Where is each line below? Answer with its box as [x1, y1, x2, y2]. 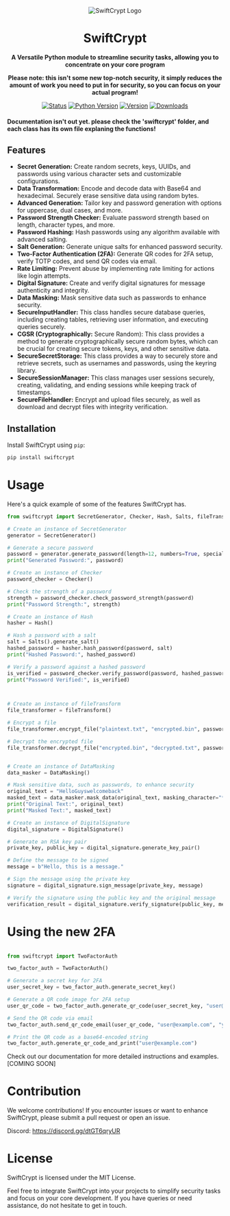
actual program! [91, 88, 139, 96]
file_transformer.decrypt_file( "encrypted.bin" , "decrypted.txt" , [7, 744, 201, 751]
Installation [7, 422, 56, 435]
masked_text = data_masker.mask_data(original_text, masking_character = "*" [7, 794, 228, 801]
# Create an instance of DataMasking [7, 763, 115, 770]
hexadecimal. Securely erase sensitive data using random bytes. [16, 192, 199, 200]
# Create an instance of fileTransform [7, 701, 121, 707]
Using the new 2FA [7, 924, 116, 939]
